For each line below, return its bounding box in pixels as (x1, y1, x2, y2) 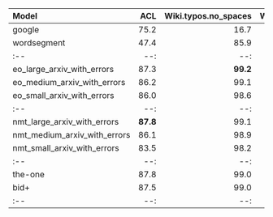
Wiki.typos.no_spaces (164, 11, 252, 21)
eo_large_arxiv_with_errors (12, 64, 115, 74)
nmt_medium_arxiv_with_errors (12, 130, 131, 140)
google (12, 24, 40, 35)
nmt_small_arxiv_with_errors (12, 143, 119, 153)
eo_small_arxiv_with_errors (12, 90, 115, 100)
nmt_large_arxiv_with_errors (12, 117, 119, 127)
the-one (12, 169, 45, 180)
